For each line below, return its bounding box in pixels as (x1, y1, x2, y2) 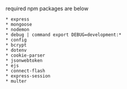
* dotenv (5, 47, 27, 53)
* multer (5, 78, 27, 84)
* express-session (5, 73, 51, 79)
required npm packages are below (5, 5, 89, 12)
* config (5, 37, 27, 43)
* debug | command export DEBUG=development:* (5, 32, 122, 38)
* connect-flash (5, 68, 45, 74)
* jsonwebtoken (5, 58, 43, 64)
